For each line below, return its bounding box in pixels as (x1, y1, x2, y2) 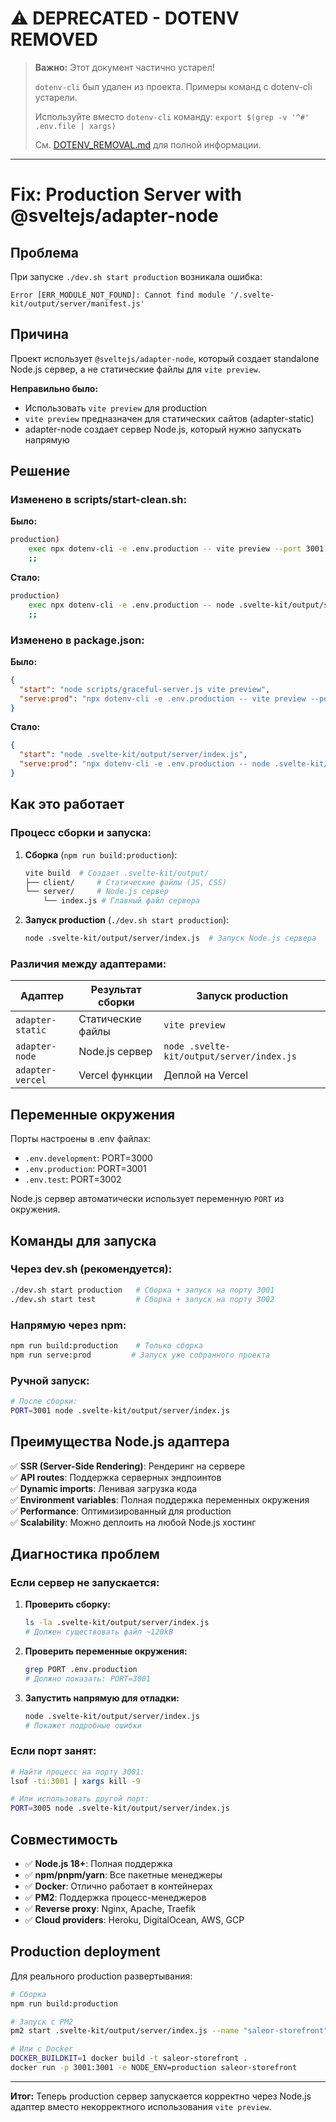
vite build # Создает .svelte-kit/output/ (24, 868, 210, 878)
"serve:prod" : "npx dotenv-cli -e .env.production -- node (19, 759, 271, 769)
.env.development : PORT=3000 (24, 1152, 153, 1164)
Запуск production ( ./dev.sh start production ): (24, 914, 230, 926)
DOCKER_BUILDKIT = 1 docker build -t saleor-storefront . (10, 2053, 248, 2064)
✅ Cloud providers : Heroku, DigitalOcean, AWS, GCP (24, 1914, 245, 1926)
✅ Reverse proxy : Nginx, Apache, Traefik (24, 1903, 197, 1915)
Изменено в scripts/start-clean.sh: (10, 493, 187, 507)
